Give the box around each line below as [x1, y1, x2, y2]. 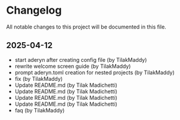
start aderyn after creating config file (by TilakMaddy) [14, 56, 147, 63]
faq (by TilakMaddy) [14, 106, 65, 113]
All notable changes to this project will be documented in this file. [6, 23, 167, 30]
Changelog [6, 4, 62, 17]
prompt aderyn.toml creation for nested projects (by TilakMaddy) [14, 69, 175, 76]
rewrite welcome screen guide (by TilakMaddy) [14, 62, 131, 70]
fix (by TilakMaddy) [14, 75, 63, 82]
